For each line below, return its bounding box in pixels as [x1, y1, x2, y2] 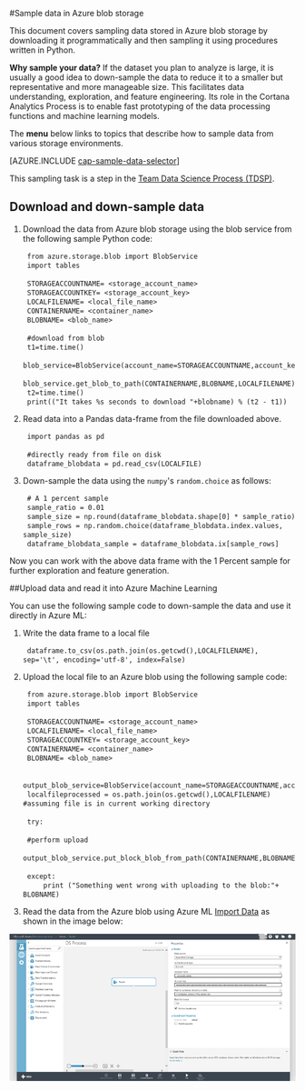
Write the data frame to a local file [22, 627, 150, 638]
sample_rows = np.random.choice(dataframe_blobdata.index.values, [26, 521, 283, 530]
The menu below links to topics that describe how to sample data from [9, 128, 274, 139]
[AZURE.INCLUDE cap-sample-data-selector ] [9, 155, 180, 166]
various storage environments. [9, 138, 124, 148]
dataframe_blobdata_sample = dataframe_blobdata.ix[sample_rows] [26, 539, 280, 548]
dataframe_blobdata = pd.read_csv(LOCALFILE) [26, 459, 202, 468]
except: [26, 872, 56, 881]
